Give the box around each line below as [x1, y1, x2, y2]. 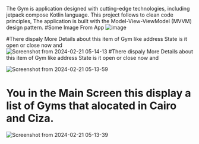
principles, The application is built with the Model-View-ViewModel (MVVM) [6, 18, 192, 24]
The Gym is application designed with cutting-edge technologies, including [6, 5, 190, 12]
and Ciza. [6, 112, 54, 125]
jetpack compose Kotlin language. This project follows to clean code [6, 11, 173, 18]
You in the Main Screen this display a [6, 87, 191, 100]
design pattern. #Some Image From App [6, 24, 105, 31]
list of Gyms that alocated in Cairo [6, 99, 177, 113]
